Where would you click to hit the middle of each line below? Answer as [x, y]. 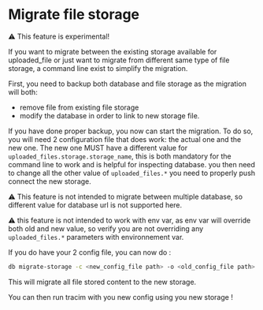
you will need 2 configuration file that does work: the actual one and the [125, 139]
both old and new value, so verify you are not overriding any [106, 228]
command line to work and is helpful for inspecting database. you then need [132, 164]
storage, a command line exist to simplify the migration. [98, 68]
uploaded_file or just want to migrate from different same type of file [119, 60]
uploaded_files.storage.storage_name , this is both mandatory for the [120, 156]
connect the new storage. [50, 181]
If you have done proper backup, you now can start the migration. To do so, [131, 131]
